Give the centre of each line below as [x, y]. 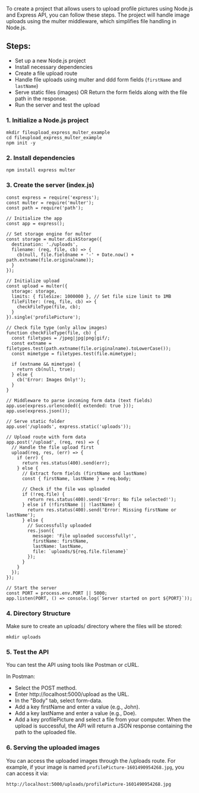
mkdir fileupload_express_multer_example [58, 133]
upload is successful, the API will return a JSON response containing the [103, 726]
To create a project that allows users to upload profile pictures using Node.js [99, 9]
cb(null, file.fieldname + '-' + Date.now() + [75, 255]
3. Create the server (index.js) [50, 185]
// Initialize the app [34, 218]
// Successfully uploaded [60, 525]
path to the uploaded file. [45, 732]
